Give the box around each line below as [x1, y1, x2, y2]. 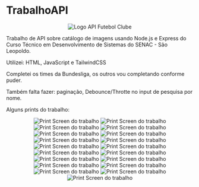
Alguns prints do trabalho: [6, 106, 70, 113]
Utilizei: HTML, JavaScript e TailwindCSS [6, 59, 107, 66]
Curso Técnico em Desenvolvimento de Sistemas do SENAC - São [6, 41, 168, 48]
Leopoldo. [6, 47, 31, 54]
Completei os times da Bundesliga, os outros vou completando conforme [6, 70, 185, 77]
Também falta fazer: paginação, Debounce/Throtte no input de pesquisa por [6, 88, 193, 95]
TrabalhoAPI [6, 4, 68, 17]
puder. [6, 77, 23, 84]
